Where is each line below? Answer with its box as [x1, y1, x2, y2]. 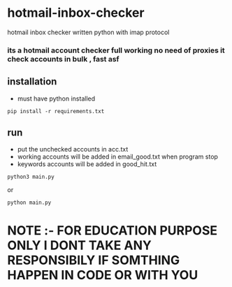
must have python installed [17, 94, 96, 103]
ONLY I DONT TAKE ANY [7, 237, 152, 253]
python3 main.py [7, 173, 55, 181]
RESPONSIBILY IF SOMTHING [7, 252, 180, 268]
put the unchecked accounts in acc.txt [17, 145, 129, 154]
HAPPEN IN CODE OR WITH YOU [7, 267, 198, 283]
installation [7, 75, 57, 88]
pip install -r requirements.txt [7, 108, 105, 115]
